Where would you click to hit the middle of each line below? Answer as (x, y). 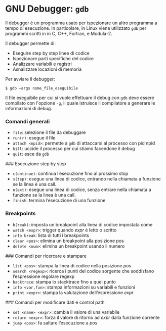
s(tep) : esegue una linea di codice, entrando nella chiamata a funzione (87, 179)
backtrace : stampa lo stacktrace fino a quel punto (64, 281)
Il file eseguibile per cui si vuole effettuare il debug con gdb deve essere (80, 98)
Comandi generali (28, 121)
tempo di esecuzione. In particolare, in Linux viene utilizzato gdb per (76, 28)
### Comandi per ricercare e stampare (46, 256)
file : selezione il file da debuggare (49, 132)
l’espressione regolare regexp (44, 276)
